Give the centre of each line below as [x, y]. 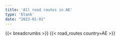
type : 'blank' [20, 14]
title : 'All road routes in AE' [39, 10]
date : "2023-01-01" [25, 19]
